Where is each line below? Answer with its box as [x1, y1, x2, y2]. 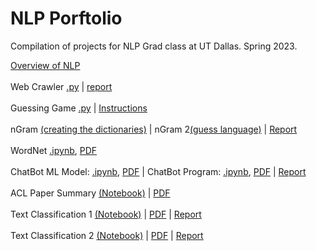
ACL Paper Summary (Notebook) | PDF [10, 187, 171, 199]
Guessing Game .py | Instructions [10, 102, 148, 114]
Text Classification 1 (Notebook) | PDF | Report [10, 208, 202, 220]
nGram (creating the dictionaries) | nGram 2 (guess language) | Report [10, 123, 298, 135]
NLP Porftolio [10, 7, 123, 30]
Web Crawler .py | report [10, 80, 113, 92]
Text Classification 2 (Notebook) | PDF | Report [10, 229, 204, 241]
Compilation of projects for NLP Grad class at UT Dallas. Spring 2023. [10, 40, 298, 52]
